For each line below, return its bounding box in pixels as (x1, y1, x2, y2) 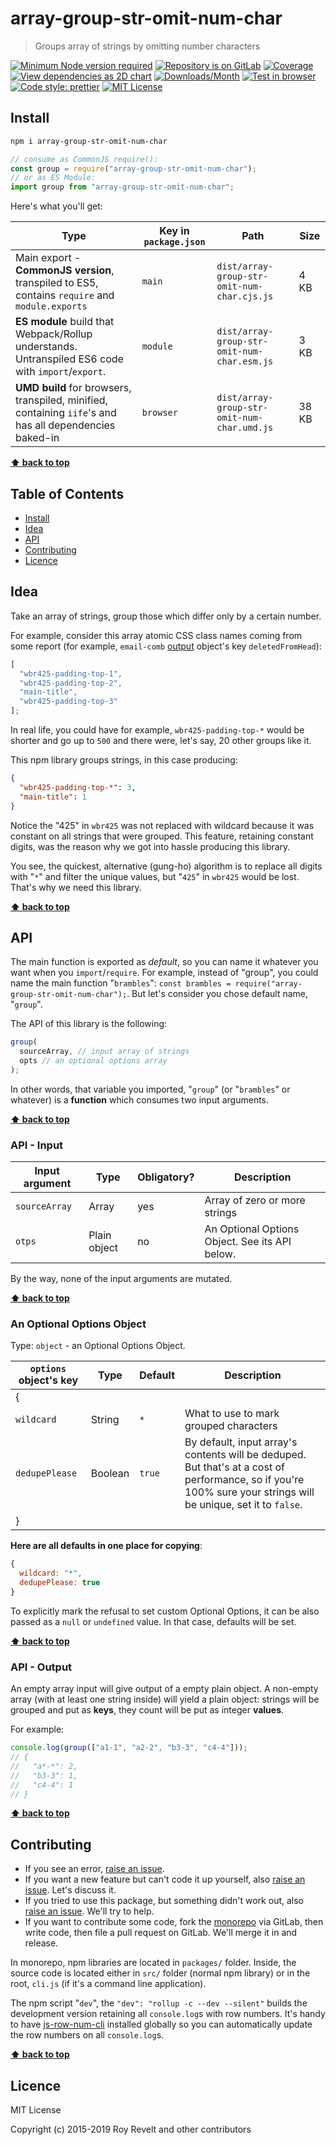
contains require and (15, 288, 115, 302)
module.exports (15, 301, 88, 312)
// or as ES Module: (10, 173, 97, 183)
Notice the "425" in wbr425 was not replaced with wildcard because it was (10, 819, 315, 831)
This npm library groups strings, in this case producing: (10, 754, 238, 766)
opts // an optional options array (19, 1056, 168, 1066)
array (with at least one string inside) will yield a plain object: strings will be (10, 1693, 320, 1706)
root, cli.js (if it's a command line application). (10, 1978, 207, 1990)
